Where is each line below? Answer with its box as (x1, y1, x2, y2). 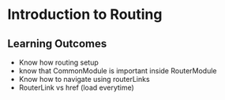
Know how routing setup (18, 57, 99, 67)
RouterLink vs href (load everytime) (18, 83, 135, 92)
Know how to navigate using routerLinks (18, 75, 151, 83)
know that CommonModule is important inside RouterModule (18, 66, 217, 76)
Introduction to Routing (7, 6, 163, 24)
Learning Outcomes (7, 37, 107, 50)
